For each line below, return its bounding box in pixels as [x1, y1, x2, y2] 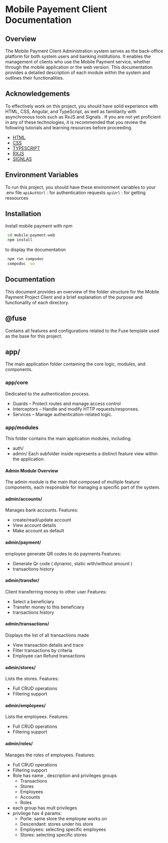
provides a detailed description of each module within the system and [5, 69, 150, 76]
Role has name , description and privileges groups [12, 772, 117, 779]
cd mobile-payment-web [7, 233, 55, 238]
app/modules [5, 424, 39, 431]
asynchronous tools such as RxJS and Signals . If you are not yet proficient [5, 114, 161, 120]
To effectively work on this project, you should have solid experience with [5, 103, 158, 109]
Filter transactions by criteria [12, 647, 73, 653]
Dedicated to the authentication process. [5, 390, 90, 396]
